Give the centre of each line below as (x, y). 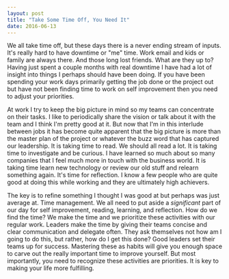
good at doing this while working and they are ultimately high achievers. (108, 183)
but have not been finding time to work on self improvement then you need (112, 89)
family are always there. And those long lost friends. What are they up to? (110, 60)
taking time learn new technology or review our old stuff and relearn (103, 168)
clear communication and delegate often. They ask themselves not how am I (114, 232)
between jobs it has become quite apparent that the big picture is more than (114, 131)
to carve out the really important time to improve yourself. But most (102, 254)
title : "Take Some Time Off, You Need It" (68, 20)
